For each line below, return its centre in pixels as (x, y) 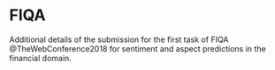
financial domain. (41, 58)
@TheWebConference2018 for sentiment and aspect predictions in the (138, 48)
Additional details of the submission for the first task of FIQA (119, 39)
